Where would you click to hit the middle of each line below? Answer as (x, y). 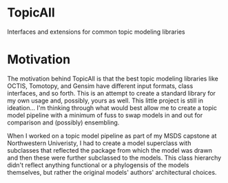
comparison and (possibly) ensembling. (63, 122)
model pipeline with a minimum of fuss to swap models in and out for (105, 115)
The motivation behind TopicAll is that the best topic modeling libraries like (113, 78)
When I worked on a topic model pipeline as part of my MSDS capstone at (112, 136)
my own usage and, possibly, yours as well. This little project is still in (105, 100)
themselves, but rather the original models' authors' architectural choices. (112, 172)
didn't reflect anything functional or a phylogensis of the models (98, 165)
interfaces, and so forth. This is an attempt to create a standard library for (111, 93)
